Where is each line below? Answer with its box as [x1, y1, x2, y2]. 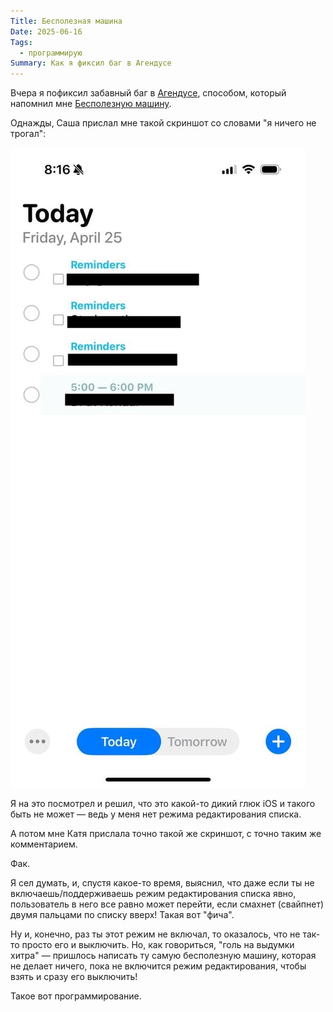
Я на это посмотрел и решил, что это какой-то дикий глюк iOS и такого [10, 798, 316, 810]
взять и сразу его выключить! [10, 971, 138, 983]
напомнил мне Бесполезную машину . [10, 98, 172, 110]
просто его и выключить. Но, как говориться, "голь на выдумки [21, 939, 295, 951]
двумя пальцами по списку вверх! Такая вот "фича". [10, 909, 235, 921]
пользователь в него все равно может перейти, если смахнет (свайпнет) [10, 898, 325, 910]
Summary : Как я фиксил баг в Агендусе [10, 58, 172, 69]
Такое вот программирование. [10, 990, 142, 1002]
